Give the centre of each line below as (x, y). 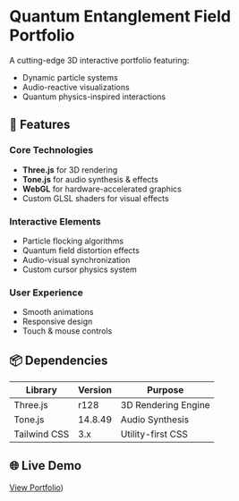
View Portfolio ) (37, 487)
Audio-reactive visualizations (76, 87)
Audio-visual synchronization (76, 259)
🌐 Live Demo (46, 466)
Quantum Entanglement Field (120, 17)
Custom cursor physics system (79, 269)
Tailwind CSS (42, 434)
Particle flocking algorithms (73, 241)
